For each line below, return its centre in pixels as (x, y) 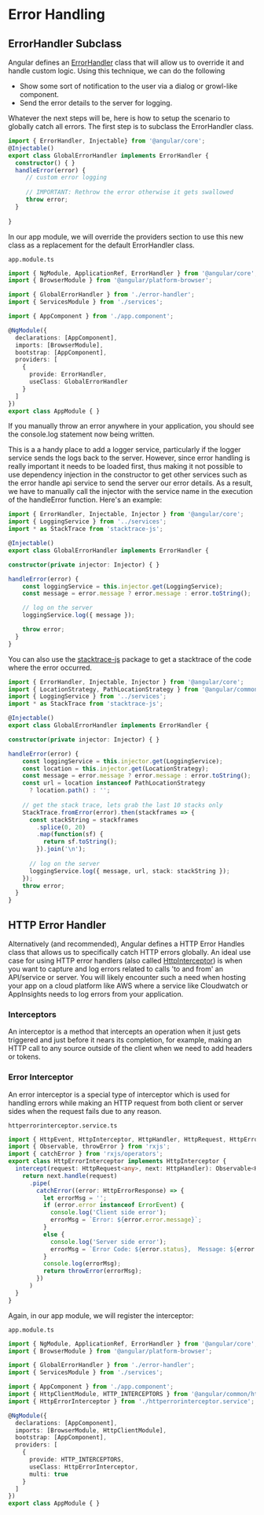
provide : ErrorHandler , (68, 375)
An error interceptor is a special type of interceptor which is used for (119, 1094)
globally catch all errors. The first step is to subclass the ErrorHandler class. (131, 126)
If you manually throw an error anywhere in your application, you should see (131, 426)
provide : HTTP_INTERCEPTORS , (77, 1460)
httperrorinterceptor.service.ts (63, 1125)
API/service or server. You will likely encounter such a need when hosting (127, 977)
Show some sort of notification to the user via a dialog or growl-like (128, 86)
